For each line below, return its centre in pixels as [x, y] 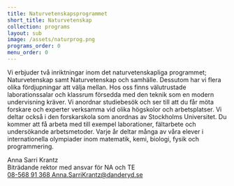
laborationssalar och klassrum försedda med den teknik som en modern [111, 94]
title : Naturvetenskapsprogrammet [58, 14]
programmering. [31, 146]
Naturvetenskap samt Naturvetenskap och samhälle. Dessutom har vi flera [114, 79]
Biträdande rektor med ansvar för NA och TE [71, 167]
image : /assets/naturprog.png [51, 40]
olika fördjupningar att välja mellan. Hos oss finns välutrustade [97, 87]
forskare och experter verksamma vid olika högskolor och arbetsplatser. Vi [115, 109]
